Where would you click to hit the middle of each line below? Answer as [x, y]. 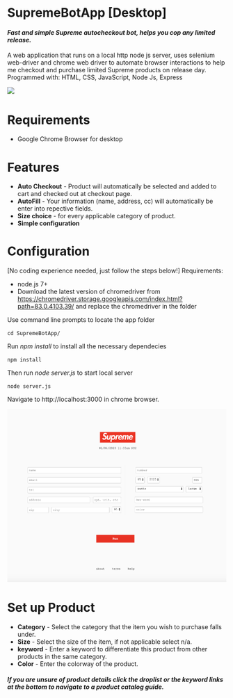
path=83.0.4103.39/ [46, 307]
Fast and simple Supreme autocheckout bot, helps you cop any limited [111, 32]
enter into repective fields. [55, 209]
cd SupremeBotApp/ [34, 334]
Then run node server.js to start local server [70, 373]
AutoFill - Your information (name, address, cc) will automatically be [115, 201]
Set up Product [51, 607]
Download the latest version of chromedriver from [89, 292]
